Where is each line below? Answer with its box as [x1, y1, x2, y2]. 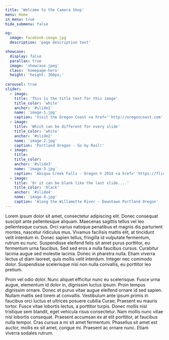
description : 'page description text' [10, 40, 92, 45]
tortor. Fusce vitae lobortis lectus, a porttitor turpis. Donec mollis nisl [5, 303, 147, 309]
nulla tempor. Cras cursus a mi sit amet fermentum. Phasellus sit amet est [5, 319, 157, 325]
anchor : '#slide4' [14, 190, 53, 195]
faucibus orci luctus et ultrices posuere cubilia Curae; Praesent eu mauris [5, 298, 157, 304]
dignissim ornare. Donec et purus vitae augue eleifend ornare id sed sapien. [5, 287, 162, 293]
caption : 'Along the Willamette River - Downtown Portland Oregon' [14, 199, 158, 204]
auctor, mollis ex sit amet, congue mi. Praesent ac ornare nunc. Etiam [5, 324, 149, 330]
